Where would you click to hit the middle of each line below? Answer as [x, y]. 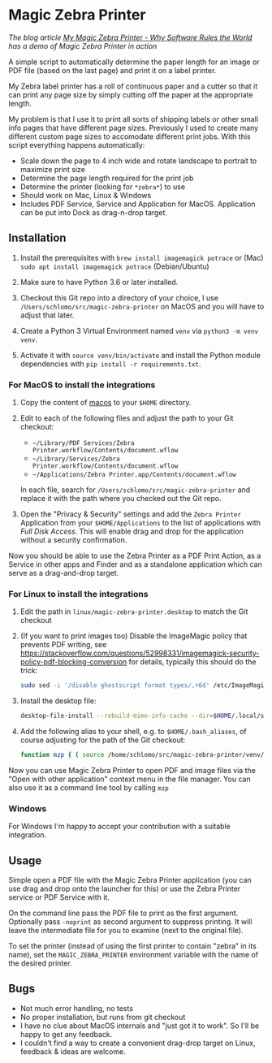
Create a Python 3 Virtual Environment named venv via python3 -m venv [139, 331]
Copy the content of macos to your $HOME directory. [106, 403]
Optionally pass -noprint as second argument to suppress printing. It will [130, 922]
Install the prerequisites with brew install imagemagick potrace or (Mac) [142, 257]
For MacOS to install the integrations [82, 385]
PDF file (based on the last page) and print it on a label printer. [112, 70]
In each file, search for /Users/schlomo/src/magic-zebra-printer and [135, 490]
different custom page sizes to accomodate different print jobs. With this [130, 136]
